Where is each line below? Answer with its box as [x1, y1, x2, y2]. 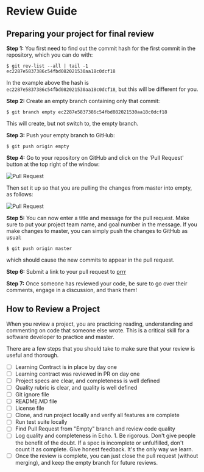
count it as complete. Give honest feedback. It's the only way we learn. [15, 445, 194, 452]
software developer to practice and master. [6, 333, 114, 340]
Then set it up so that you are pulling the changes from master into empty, [6, 184, 192, 191]
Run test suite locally [15, 418, 68, 426]
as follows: [6, 191, 33, 198]
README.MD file [15, 398, 57, 405]
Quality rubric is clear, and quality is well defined [15, 384, 138, 391]
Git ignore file [15, 391, 50, 398]
